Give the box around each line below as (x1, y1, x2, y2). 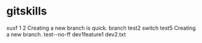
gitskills (6, 4, 47, 18)
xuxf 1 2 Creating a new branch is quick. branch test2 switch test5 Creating (6, 24, 196, 31)
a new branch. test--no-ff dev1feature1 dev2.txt (6, 30, 126, 38)
